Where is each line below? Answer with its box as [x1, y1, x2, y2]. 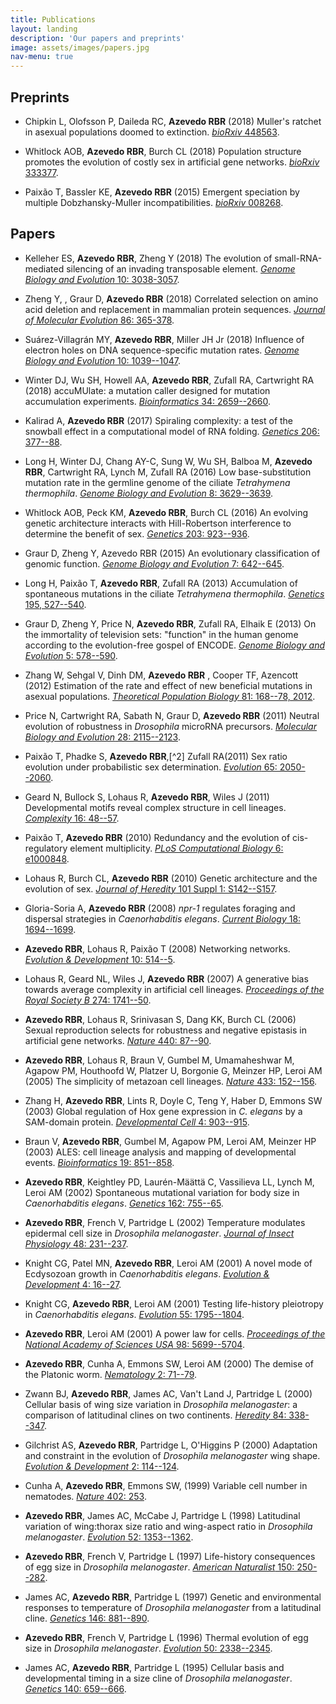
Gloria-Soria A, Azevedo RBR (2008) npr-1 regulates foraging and [24, 902, 296, 914]
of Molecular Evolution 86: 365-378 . [24, 314, 175, 326]
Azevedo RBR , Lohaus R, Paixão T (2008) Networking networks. [24, 942, 291, 955]
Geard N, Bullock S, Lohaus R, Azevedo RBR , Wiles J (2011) [24, 791, 270, 803]
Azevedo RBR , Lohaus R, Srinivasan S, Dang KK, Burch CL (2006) [24, 1013, 297, 1025]
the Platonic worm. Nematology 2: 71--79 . [24, 1368, 198, 1380]
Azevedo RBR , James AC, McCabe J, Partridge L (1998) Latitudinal [24, 1509, 301, 1521]
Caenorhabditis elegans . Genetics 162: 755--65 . [24, 1197, 224, 1209]
